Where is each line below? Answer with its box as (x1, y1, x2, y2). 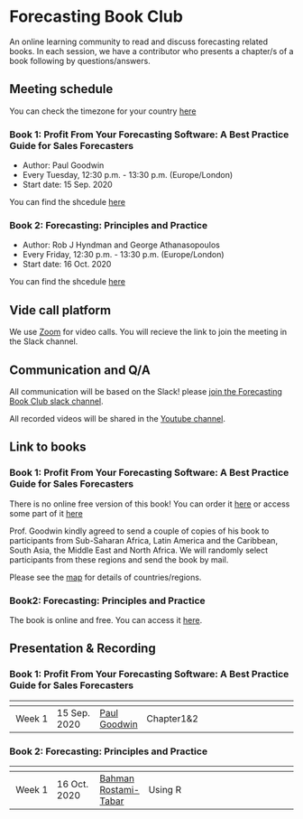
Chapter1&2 (146, 712, 198, 724)
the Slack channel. (9, 336, 78, 347)
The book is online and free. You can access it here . (9, 614, 203, 625)
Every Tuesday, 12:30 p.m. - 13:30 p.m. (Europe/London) (22, 170, 234, 181)
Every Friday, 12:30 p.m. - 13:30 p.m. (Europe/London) (22, 249, 225, 260)
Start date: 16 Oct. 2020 (22, 259, 112, 270)
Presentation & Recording (9, 641, 156, 656)
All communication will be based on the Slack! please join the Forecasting (9, 386, 282, 396)
